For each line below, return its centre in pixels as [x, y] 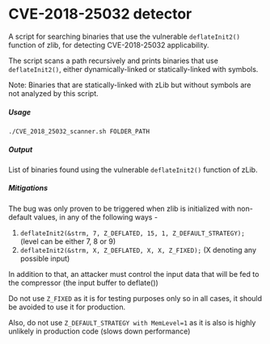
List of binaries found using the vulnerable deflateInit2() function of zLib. [133, 170]
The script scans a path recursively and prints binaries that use [113, 61]
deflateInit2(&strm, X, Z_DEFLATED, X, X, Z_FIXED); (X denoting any [138, 250]
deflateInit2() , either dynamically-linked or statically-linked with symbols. [133, 69]
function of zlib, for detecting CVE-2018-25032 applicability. [109, 44]
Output [21, 149]
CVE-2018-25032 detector [100, 14]
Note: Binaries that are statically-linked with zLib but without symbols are [130, 85]
